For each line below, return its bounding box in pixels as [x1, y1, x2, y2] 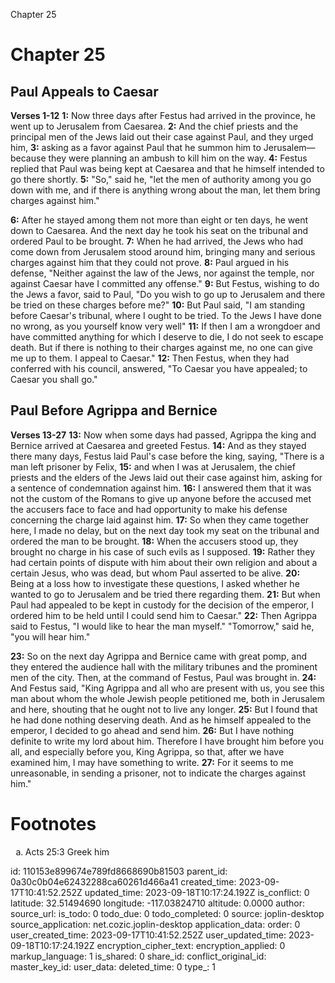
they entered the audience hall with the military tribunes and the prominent [10, 660, 318, 673]
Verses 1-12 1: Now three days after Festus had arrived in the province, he [10, 110, 316, 121]
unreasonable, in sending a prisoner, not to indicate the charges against [10, 767, 306, 779]
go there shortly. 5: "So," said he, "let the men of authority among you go [10, 174, 312, 185]
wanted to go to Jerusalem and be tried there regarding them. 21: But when [10, 588, 321, 600]
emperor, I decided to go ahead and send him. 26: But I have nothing [10, 724, 294, 736]
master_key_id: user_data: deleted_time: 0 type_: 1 [10, 960, 216, 973]
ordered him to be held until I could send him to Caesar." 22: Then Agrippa [10, 609, 317, 621]
